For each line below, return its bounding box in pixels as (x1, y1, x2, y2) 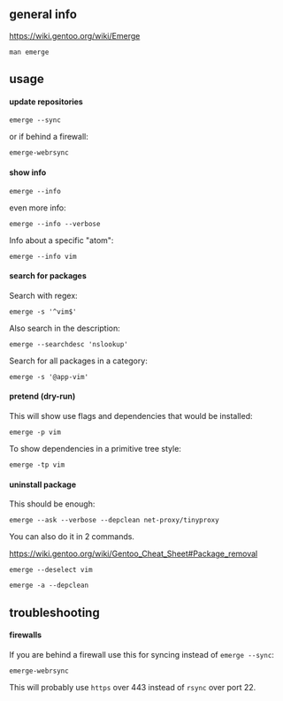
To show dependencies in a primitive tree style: (9, 444, 181, 454)
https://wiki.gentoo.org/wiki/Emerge (9, 30, 141, 41)
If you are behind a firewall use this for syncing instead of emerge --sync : (9, 649, 274, 659)
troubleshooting (9, 605, 100, 620)
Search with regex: (9, 290, 78, 301)
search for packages (9, 270, 87, 281)
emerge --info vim (9, 252, 77, 261)
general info (9, 7, 78, 22)
